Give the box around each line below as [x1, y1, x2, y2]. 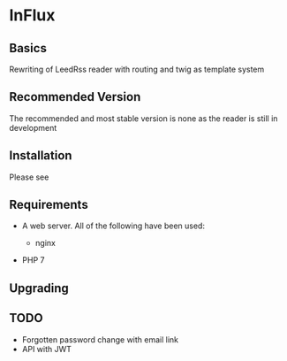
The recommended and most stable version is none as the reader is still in [9, 112, 278, 124]
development [9, 122, 57, 133]
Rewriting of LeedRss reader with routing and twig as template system [9, 64, 265, 74]
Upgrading [9, 280, 69, 296]
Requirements [9, 197, 88, 212]
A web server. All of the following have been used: [21, 220, 206, 231]
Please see [9, 172, 49, 182]
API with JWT [21, 343, 72, 354]
